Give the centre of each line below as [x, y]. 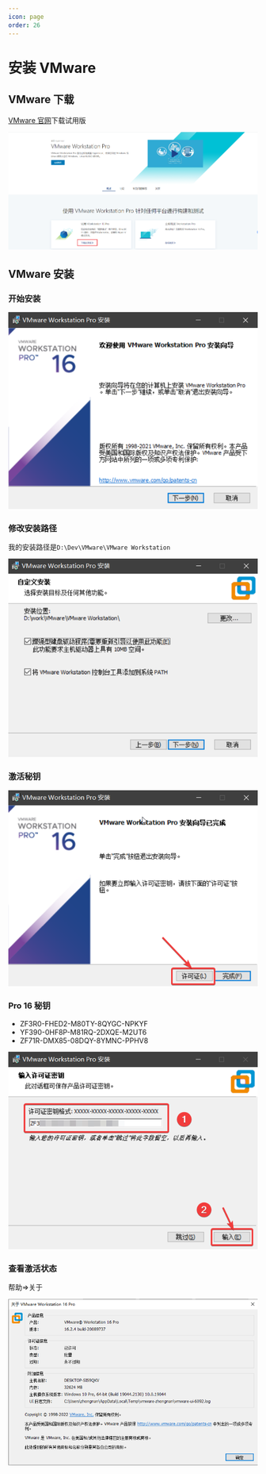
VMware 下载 [41, 100]
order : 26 [25, 25]
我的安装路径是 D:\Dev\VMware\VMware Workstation [89, 547]
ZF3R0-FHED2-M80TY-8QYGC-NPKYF [84, 1023]
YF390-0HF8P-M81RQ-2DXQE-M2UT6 [83, 1032]
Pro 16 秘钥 [30, 1006]
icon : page [26, 17]
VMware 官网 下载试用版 [47, 120]
